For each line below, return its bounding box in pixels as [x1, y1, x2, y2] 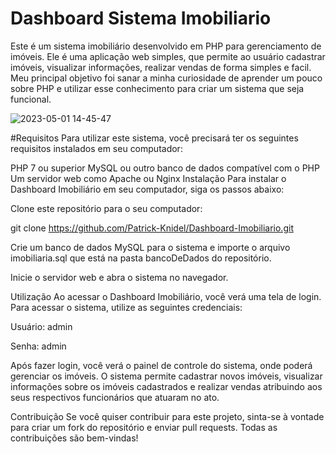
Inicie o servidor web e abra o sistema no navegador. [10, 271, 229, 283]
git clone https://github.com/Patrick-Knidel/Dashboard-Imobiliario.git [10, 222, 294, 234]
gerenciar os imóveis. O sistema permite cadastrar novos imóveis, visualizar [10, 370, 323, 382]
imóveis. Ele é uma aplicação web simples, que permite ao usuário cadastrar [10, 50, 326, 62]
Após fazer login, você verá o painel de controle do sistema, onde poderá [10, 359, 313, 371]
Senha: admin [10, 340, 67, 352]
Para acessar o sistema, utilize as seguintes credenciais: [10, 301, 243, 313]
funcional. [10, 93, 52, 105]
